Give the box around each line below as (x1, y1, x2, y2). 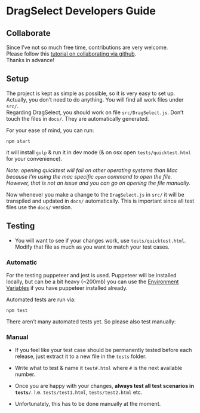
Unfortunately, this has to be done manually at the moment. (14, 400, 161, 408)
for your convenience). (6, 155, 63, 162)
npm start (6, 138, 31, 144)
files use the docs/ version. (6, 203, 73, 210)
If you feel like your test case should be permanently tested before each (14, 347, 192, 354)
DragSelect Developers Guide (6, 4, 156, 18)
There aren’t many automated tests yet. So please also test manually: (6, 318, 176, 325)
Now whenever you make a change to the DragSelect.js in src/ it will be (6, 191, 184, 198)
